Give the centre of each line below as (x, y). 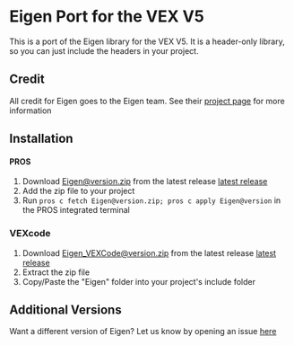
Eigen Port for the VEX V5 (107, 17)
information (30, 111)
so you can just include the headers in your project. (104, 50)
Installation (41, 139)
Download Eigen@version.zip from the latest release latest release (145, 181)
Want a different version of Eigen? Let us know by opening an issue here (143, 332)
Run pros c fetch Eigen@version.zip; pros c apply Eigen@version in (151, 200)
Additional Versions (66, 310)
